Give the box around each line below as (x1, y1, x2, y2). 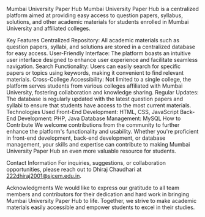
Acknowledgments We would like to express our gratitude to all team (6, 184, 179, 191)
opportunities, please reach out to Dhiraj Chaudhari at (6, 166, 142, 173)
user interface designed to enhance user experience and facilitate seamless (6, 56, 198, 63)
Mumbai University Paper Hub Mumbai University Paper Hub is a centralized (6, 6, 199, 12)
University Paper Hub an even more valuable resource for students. (6, 147, 176, 154)
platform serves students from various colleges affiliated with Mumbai (6, 82, 183, 89)
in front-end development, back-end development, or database (6, 134, 166, 142)
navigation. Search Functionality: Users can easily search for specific (6, 63, 181, 70)
